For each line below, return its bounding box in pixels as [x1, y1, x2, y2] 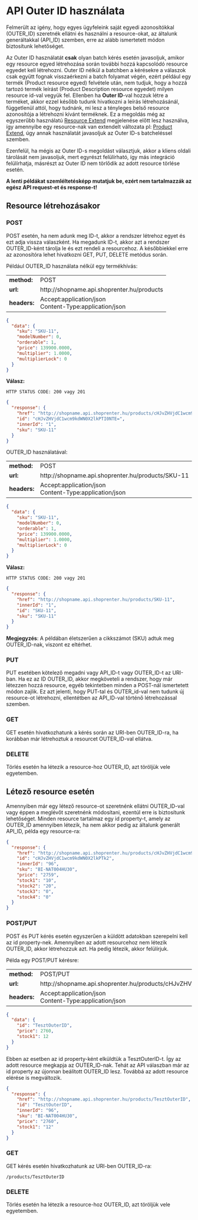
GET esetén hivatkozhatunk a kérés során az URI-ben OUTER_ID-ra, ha [6, 729, 179, 736]
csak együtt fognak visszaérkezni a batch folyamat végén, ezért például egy [6, 73, 192, 80]
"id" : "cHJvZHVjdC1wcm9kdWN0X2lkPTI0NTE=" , [16, 416, 126, 422]
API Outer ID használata [6, 4, 125, 18]
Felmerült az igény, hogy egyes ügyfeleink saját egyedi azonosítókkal [6, 24, 175, 31]
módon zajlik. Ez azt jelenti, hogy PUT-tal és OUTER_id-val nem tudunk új [6, 688, 184, 695]
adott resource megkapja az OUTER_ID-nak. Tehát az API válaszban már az [6, 1062, 190, 1069]
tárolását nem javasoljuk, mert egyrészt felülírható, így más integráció [6, 153, 175, 160]
